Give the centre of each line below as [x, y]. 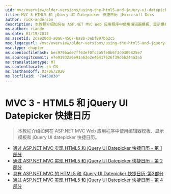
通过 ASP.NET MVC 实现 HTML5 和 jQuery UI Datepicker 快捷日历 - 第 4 [88, 180]
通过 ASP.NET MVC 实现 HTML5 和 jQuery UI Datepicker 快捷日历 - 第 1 [87, 148]
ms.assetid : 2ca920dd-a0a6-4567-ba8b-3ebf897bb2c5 [60, 39]
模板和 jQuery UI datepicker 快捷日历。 [59, 137]
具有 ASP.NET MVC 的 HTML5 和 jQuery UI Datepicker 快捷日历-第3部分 [88, 173]
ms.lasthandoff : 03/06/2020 [35, 72]
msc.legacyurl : [21, 43]
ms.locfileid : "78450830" [33, 76]
